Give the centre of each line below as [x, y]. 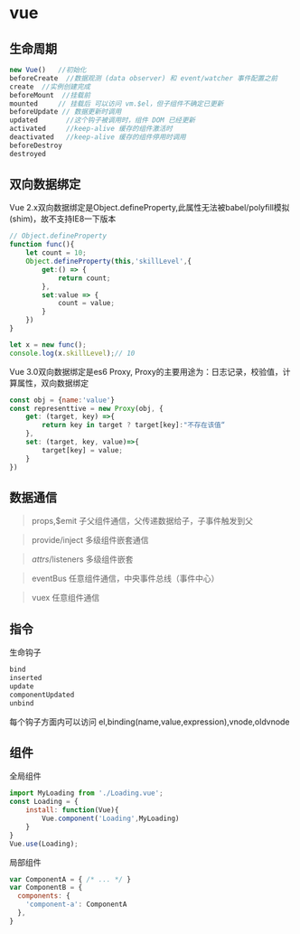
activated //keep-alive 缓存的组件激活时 [91, 129]
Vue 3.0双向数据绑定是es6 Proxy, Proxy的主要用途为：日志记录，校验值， [146, 371]
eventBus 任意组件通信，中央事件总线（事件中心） [125, 579]
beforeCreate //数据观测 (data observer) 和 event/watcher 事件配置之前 [144, 78]
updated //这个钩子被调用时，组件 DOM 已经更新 [103, 120]
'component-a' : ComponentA [76, 905]
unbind [22, 703]
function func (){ [42, 245]
